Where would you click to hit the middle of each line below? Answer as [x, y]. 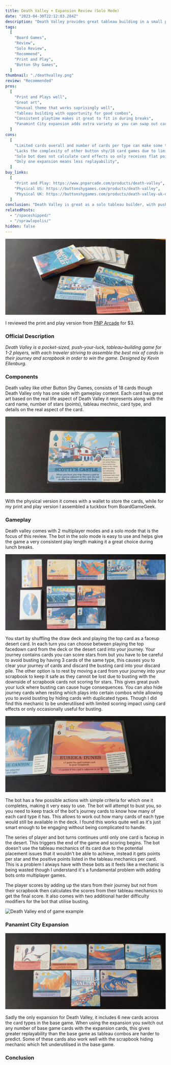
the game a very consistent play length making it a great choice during [79, 541]
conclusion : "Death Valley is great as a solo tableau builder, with [81, 205]
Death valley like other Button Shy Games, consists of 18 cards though [79, 388]
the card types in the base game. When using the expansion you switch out [84, 1023]
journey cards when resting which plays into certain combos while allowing [84, 693]
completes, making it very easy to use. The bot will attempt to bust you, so [83, 806]
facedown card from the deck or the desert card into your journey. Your [80, 649]
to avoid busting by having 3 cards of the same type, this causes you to [80, 660]
